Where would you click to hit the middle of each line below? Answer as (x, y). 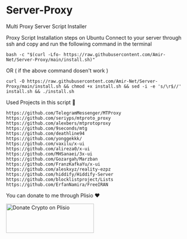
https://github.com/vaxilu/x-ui (45, 144)
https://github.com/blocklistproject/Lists (60, 179)
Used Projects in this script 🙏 (41, 102)
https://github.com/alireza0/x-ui (48, 149)
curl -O (15, 81)
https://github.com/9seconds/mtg (47, 128)
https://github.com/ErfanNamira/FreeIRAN (57, 185)
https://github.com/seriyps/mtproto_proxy (58, 118)
